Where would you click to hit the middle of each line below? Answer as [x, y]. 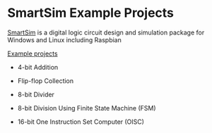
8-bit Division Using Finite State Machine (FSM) [87, 108]
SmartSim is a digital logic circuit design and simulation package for [106, 32]
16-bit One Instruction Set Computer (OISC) [81, 122]
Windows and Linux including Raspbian [64, 39]
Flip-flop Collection [46, 81]
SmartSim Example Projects [91, 13]
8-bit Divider [36, 94]
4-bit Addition [38, 67]
